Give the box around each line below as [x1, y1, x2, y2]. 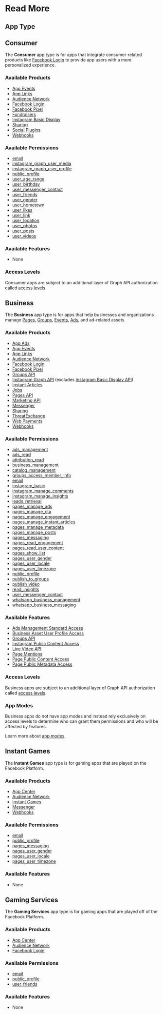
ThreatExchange [12, 413, 45, 418]
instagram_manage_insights [12, 493, 69, 499]
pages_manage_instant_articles [12, 519, 75, 525]
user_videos [12, 233, 36, 239]
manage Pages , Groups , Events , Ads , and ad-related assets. [5, 317, 126, 323]
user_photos [12, 222, 37, 228]
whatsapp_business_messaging [12, 602, 76, 608]
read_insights [12, 586, 39, 592]
